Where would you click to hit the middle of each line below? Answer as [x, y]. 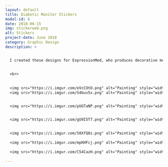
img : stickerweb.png [27, 28]
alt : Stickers [20, 33]
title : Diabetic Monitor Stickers [41, 14]
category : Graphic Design [32, 42]
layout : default [22, 10]
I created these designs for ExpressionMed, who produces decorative [83, 60]
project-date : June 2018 [31, 38]
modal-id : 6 [17, 19]
